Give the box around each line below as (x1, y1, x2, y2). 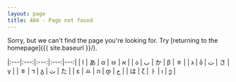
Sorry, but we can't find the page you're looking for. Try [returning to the (7, 36, 218, 44)
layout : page (7, 10, 46, 18)
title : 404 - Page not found (7, 17, 93, 24)
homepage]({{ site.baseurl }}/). (7, 43, 98, 52)
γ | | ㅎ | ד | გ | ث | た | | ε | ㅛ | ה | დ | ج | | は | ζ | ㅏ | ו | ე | (7, 67, 176, 75)
